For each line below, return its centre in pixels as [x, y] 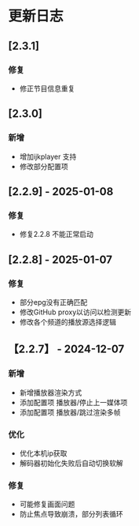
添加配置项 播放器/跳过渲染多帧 [70, 412]
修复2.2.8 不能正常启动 [57, 235]
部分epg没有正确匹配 [53, 302]
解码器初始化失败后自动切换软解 [71, 463]
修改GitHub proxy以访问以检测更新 [75, 312]
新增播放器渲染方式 [51, 393]
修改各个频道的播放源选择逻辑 [68, 321]
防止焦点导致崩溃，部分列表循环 [71, 514]
